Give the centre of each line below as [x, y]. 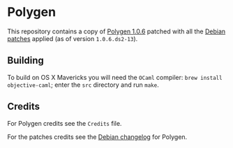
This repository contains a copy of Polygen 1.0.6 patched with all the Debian [116, 31]
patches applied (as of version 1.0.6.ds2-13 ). [73, 38]
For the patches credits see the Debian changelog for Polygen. [97, 137]
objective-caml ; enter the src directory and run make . [83, 85]
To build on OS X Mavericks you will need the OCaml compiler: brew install [115, 77]
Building [25, 61]
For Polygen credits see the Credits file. [65, 123]
